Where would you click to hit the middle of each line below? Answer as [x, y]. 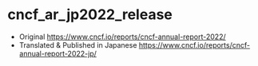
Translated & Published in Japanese [78, 45]
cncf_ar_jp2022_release [90, 15]
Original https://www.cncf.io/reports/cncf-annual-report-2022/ [122, 37]
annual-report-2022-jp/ [58, 53]
